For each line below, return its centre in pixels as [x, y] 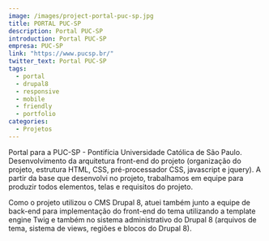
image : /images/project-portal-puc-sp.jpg [81, 16]
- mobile [30, 99]
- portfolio [36, 114]
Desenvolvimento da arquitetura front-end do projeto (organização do [125, 161]
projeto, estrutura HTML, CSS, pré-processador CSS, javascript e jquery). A [135, 169]
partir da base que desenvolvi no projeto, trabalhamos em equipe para [126, 178]
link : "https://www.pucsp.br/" [61, 54]
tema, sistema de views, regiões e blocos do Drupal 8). [100, 228]
